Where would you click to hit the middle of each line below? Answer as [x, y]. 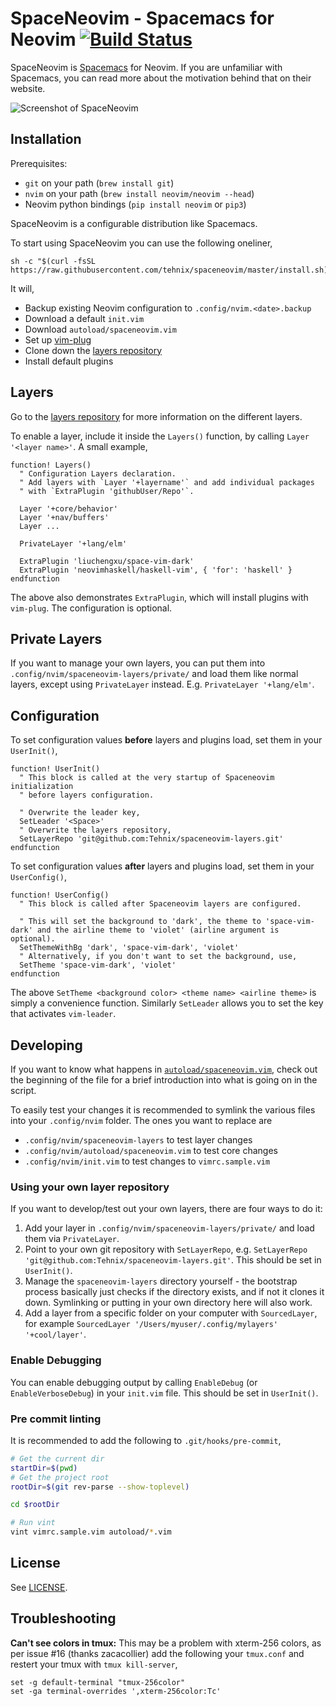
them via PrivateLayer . [72, 1239]
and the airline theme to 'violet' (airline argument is [158, 930]
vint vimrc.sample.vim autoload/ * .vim [91, 1532]
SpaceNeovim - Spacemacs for [142, 18]
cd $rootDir [35, 1505]
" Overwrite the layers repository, [95, 830]
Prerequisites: [39, 163]
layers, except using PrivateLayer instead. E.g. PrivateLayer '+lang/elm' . [162, 684]
